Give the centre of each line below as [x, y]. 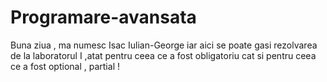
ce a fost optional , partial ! [65, 66]
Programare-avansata [103, 17]
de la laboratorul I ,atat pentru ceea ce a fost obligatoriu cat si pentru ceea [163, 55]
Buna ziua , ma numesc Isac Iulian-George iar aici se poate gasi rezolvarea [164, 45]
